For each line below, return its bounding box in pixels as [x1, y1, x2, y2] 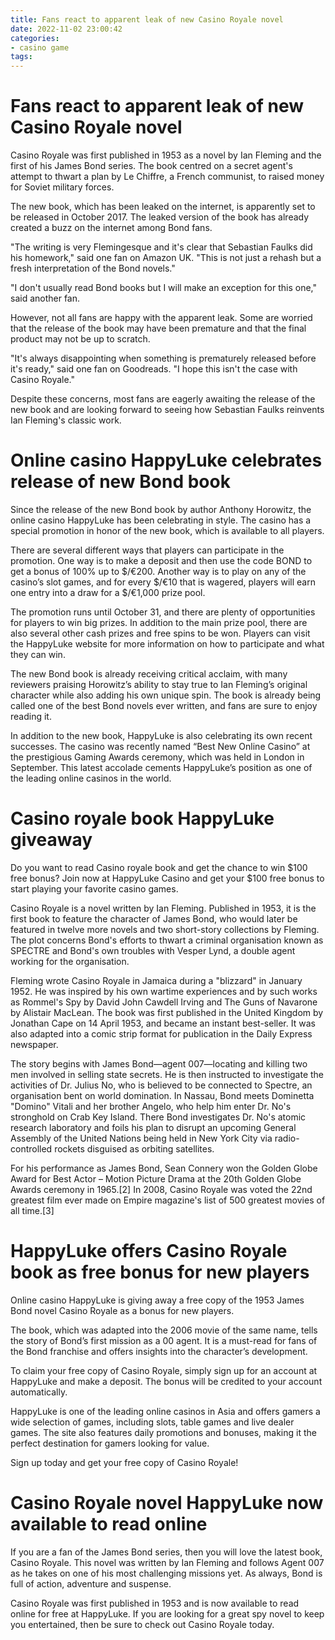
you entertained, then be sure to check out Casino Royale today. [10, 1618, 275, 1630]
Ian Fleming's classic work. [10, 414, 122, 426]
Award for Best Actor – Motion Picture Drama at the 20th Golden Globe [10, 1172, 302, 1185]
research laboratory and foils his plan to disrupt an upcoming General [10, 1121, 297, 1133]
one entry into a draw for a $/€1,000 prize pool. [10, 587, 206, 598]
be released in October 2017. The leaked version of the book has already [10, 211, 310, 223]
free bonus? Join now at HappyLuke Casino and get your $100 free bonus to [10, 872, 325, 884]
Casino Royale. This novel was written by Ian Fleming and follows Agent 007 [10, 1556, 325, 1568]
